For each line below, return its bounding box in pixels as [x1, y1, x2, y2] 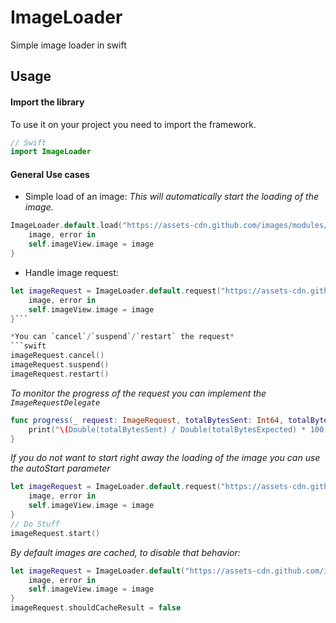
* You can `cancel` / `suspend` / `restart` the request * [10, 332, 235, 342]
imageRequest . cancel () [10, 351, 105, 361]
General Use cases [10, 168, 90, 180]
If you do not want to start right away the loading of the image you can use [10, 452, 321, 464]
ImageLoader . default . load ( [10, 221, 123, 231]
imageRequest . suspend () [10, 360, 110, 370]
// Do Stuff [10, 519, 60, 529]
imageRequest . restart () [10, 369, 110, 379]
